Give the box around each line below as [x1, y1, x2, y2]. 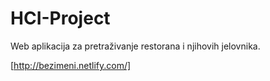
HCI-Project [10, 7, 111, 30]
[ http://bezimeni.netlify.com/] [10, 59, 132, 71]
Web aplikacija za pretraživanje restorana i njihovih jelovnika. [10, 40, 261, 52]
